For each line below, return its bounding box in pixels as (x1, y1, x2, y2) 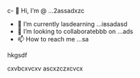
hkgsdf (7, 51, 28, 59)
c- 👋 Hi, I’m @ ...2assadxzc (7, 7, 85, 14)
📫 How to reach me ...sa (17, 35, 89, 43)
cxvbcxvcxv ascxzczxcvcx (7, 64, 84, 72)
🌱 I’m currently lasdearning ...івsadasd (17, 20, 127, 28)
